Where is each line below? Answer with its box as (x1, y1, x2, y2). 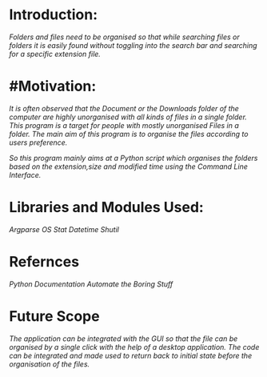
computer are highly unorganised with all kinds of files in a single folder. (9, 112, 247, 122)
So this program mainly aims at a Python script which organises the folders (9, 153, 258, 162)
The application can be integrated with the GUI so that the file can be (9, 334, 238, 343)
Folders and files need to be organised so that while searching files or (9, 32, 240, 42)
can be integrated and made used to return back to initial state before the (9, 351, 253, 360)
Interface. (9, 170, 42, 179)
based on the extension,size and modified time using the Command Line (9, 162, 249, 171)
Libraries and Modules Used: (9, 199, 205, 217)
